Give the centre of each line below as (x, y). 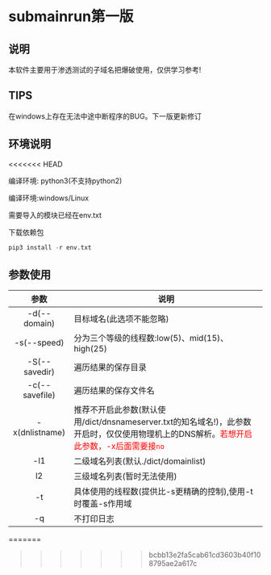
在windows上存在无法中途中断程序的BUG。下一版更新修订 (105, 116)
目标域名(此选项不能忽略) (121, 319)
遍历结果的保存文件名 (114, 391)
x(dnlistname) (40, 433)
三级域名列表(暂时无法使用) (125, 476)
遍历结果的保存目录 (110, 367)
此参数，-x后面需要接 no (119, 447)
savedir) (39, 372)
